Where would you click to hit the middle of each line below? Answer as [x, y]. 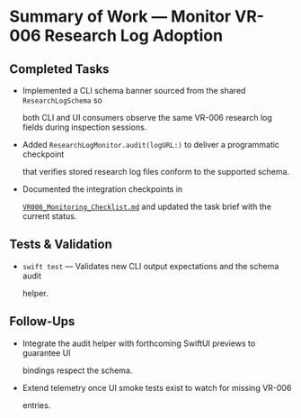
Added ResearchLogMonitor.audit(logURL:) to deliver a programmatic [151, 145]
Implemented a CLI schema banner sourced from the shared [134, 91]
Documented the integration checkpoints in [102, 189]
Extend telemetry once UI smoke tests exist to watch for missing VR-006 [157, 387]
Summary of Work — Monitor [120, 17]
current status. [49, 216]
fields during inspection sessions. [84, 127]
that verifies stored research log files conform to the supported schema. [156, 172]
